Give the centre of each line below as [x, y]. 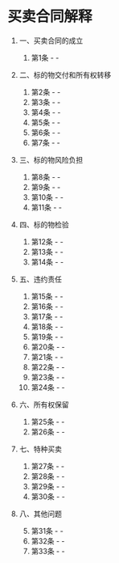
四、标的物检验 [44, 224]
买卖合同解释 [50, 17]
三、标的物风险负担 [51, 159]
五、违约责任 [40, 279]
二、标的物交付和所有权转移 [65, 74]
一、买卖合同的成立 [51, 40]
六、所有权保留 [44, 404]
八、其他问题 [40, 514]
